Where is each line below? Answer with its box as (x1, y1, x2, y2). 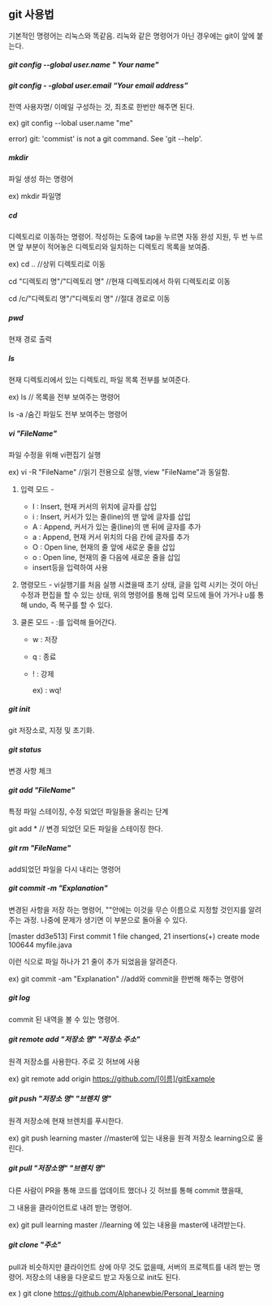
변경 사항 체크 (8, 765, 53, 775)
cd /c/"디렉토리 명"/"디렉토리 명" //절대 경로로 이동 (8, 294, 171, 304)
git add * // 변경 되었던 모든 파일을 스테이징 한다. (8, 823, 164, 834)
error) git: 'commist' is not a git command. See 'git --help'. (8, 134, 203, 144)
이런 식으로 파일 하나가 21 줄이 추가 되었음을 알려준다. (8, 956, 179, 966)
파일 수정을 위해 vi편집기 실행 (8, 450, 101, 459)
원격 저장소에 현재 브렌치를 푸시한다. (8, 1115, 123, 1126)
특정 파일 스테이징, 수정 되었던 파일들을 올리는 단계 (8, 806, 169, 816)
